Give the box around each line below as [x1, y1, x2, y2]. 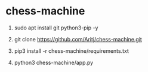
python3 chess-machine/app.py [14, 59, 94, 66]
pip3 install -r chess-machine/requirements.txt [14, 47, 129, 55]
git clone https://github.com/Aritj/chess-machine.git [14, 35, 143, 43]
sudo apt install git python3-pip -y [14, 24, 98, 31]
